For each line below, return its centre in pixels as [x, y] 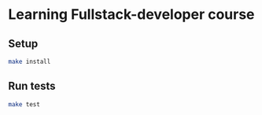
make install [30, 61]
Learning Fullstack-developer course [131, 15]
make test [24, 104]
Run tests [32, 86]
